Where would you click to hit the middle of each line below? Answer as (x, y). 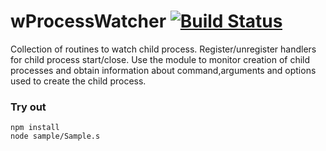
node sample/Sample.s (55, 136)
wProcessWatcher (88, 21)
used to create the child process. (78, 81)
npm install (35, 128)
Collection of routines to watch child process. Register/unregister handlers (163, 49)
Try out (28, 107)
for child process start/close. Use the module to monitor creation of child (160, 59)
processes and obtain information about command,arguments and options (163, 70)
